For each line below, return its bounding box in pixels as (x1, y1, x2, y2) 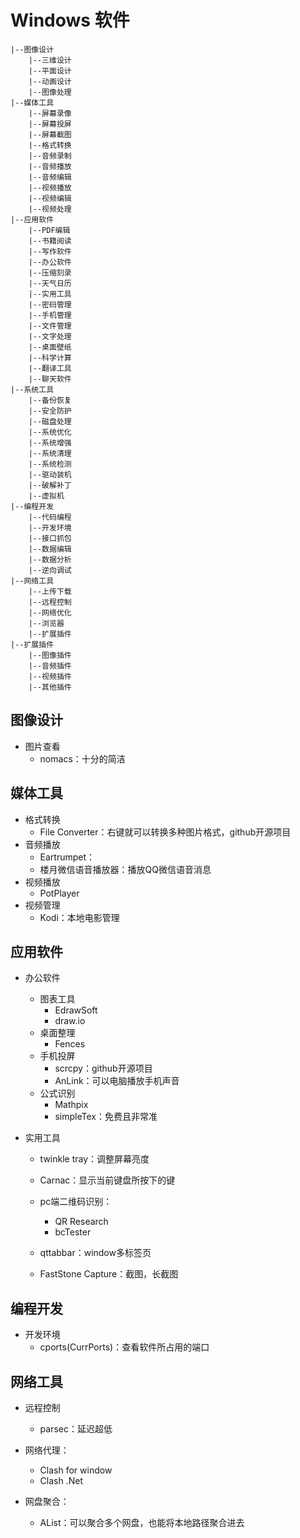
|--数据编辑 (28, 544, 72, 554)
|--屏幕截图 (28, 129, 72, 140)
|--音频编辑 (28, 172, 72, 182)
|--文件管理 (28, 321, 72, 331)
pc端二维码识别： (39, 1196, 113, 1208)
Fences (54, 1038, 86, 1050)
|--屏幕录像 (28, 108, 72, 118)
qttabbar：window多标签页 (39, 1247, 152, 1259)
